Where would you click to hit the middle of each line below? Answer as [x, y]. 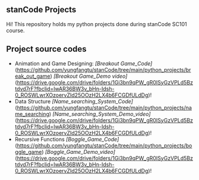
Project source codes [47, 49]
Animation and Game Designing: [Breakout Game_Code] [83, 63]
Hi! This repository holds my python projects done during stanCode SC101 [97, 24]
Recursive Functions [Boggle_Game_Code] [67, 139]
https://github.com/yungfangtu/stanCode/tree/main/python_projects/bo [105, 146]
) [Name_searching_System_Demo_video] [100, 114]
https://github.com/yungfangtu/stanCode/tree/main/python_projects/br [104, 70]
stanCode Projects [41, 10]
